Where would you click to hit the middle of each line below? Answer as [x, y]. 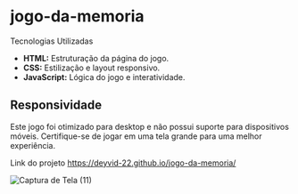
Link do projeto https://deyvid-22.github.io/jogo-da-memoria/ [123, 163]
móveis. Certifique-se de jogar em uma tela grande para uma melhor [136, 136]
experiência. [33, 145]
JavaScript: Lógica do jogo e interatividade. [104, 77]
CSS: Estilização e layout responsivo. [91, 68]
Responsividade [56, 105]
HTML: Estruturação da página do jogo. [96, 58]
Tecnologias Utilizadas [52, 41]
